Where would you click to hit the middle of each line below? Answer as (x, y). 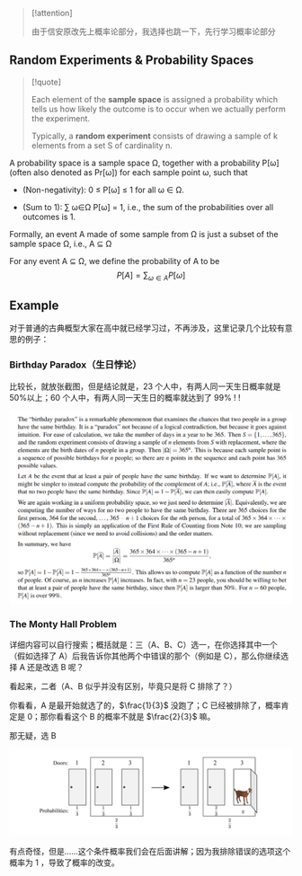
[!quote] (46, 82)
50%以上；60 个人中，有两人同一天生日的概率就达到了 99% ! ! (125, 397)
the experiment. (61, 118)
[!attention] (52, 13)
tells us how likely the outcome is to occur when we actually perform (158, 109)
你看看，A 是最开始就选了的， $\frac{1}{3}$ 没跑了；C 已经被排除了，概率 (145, 705)
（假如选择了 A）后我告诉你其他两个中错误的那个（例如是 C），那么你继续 (145, 656)
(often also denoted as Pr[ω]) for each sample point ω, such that (129, 172)
